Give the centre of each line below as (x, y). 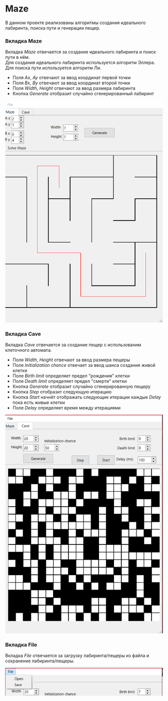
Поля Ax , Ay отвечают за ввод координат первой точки (71, 78)
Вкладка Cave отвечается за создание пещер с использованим (73, 345)
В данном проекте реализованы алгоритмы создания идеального (75, 23)
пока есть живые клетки (38, 402)
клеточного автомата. (28, 350)
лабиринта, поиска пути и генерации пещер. (53, 28)
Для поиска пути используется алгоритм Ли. (53, 68)
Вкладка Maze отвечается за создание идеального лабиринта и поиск (80, 52)
